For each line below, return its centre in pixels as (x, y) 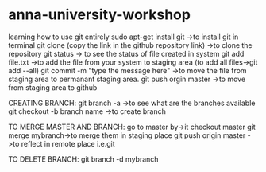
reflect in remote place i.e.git (68, 143)
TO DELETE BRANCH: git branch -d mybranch (83, 159)
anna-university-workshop (99, 15)
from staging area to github (53, 87)
